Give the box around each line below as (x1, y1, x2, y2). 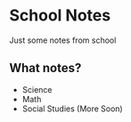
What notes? (9, 61, 82, 76)
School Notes (9, 5, 111, 26)
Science (21, 84, 53, 94)
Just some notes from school (9, 35, 117, 45)
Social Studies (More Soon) (21, 103, 123, 114)
